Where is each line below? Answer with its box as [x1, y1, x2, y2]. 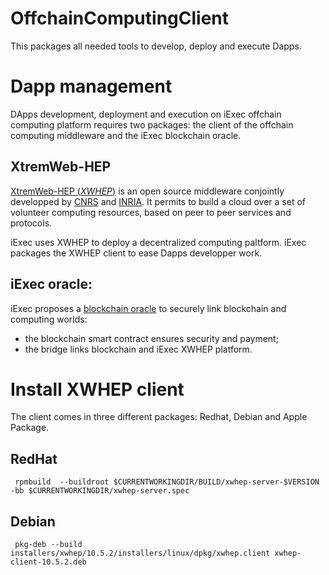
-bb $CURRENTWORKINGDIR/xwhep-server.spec [10, 486, 190, 496]
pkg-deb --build [14, 540, 83, 550]
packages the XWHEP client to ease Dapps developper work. [10, 247, 263, 259]
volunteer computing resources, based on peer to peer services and [10, 206, 292, 218]
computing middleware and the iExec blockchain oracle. [10, 129, 242, 141]
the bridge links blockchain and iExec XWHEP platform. [24, 343, 253, 355]
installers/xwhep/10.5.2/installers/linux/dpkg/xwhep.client [10, 548, 271, 559]
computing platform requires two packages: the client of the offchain [10, 118, 294, 131]
